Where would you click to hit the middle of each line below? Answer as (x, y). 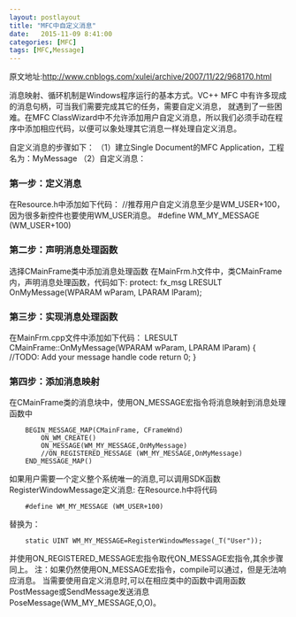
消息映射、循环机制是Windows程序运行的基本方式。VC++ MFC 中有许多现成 (148, 96)
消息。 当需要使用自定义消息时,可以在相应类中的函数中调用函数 (131, 581)
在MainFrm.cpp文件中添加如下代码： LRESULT (94, 338)
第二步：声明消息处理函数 (64, 251)
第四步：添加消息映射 (54, 382)
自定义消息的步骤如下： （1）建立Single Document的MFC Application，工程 (147, 148)
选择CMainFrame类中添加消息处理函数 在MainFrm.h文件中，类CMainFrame (146, 271)
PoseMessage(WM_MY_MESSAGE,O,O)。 (85, 603)
